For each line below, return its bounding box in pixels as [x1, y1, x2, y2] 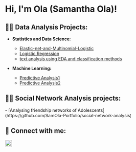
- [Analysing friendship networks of [5, 107, 77, 113]
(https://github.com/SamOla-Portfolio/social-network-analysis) [5, 112, 132, 118]
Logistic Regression [19, 51, 60, 56]
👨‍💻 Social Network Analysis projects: [5, 94, 121, 102]
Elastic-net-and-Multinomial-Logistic [19, 46, 94, 51]
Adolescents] [77, 107, 105, 113]
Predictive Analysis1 [19, 75, 60, 80]
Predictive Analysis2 [19, 80, 61, 86]
